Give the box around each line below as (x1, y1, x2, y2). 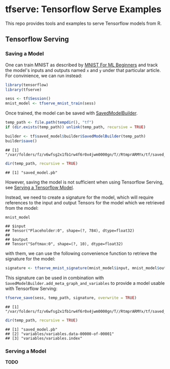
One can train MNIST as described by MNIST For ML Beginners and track (5, 62, 158, 68)
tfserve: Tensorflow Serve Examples (5, 4, 162, 15)
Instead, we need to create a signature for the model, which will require (5, 194, 154, 200)
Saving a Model (5, 50, 44, 57)
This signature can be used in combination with (5, 275, 104, 281)
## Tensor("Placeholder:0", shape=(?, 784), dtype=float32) (5, 228, 135, 234)
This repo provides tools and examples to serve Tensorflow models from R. (5, 20, 162, 26)
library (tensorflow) (5, 82, 49, 87)
